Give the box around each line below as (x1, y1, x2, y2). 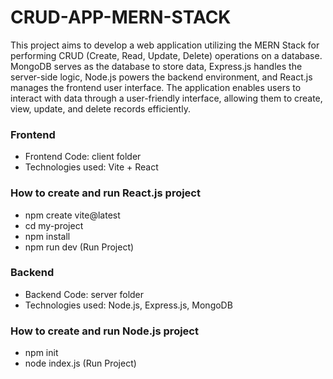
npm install (24, 230, 71, 242)
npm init (24, 347, 59, 359)
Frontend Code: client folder (24, 151, 142, 163)
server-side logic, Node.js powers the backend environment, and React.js (10, 71, 313, 83)
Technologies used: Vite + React (24, 161, 159, 173)
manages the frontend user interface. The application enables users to (10, 81, 302, 93)
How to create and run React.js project (10, 186, 201, 200)
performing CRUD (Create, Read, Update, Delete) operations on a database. (10, 49, 323, 61)
